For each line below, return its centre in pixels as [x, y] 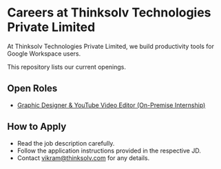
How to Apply [37, 127]
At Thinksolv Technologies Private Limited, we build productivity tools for [111, 46]
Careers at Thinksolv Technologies [109, 13]
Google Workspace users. [44, 54]
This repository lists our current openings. [66, 67]
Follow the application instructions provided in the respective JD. [109, 150]
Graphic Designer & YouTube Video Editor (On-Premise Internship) [111, 105]
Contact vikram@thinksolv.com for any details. [83, 158]
